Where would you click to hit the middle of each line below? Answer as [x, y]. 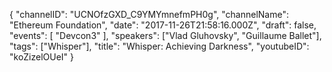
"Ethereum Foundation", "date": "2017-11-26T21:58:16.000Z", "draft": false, [163, 25]
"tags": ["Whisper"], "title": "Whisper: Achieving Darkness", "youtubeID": [159, 46]
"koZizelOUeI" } [42, 57]
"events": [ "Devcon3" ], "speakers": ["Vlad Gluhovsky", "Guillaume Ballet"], [165, 35]
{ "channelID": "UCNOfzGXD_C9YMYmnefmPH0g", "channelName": [149, 14]
